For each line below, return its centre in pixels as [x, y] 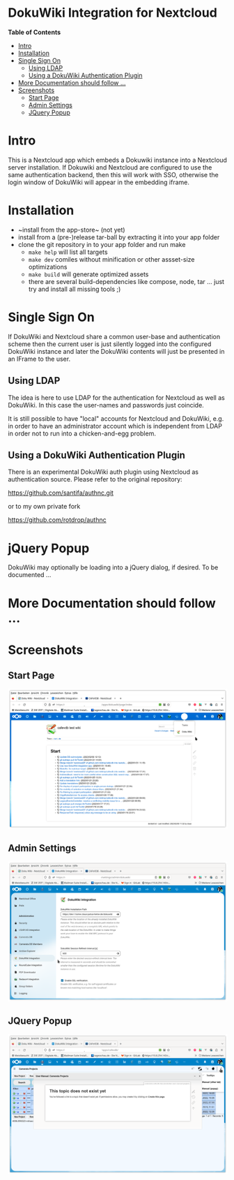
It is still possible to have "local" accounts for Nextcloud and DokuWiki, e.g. [116, 418]
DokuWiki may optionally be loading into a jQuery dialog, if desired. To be [113, 567]
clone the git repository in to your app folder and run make [102, 244]
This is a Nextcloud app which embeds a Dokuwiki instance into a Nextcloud [117, 160]
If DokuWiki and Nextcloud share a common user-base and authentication [114, 336]
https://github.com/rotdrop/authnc [57, 520]
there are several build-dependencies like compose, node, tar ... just [126, 281]
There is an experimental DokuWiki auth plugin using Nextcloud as [103, 472]
